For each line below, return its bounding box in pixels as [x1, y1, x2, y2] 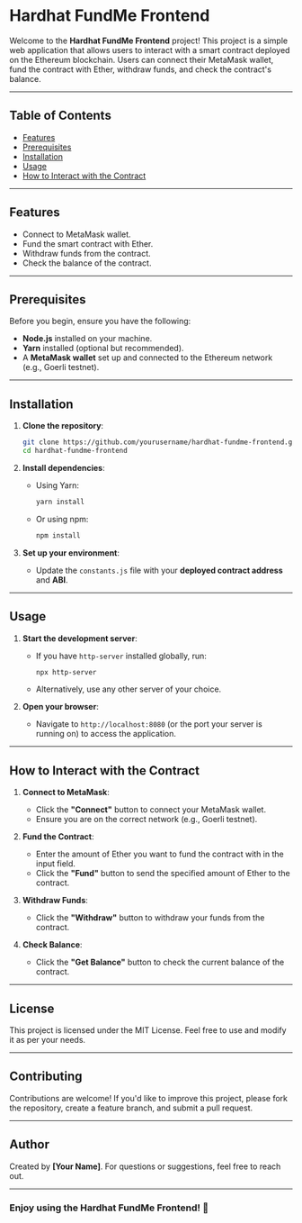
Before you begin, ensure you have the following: [9, 316, 191, 327]
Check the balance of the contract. [22, 258, 152, 268]
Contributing [9, 1069, 83, 1084]
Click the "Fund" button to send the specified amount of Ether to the [35, 868, 290, 879]
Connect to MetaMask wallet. [22, 229, 132, 240]
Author [9, 1137, 49, 1153]
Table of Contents [9, 108, 112, 123]
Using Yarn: [35, 479, 79, 491]
